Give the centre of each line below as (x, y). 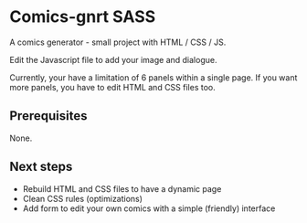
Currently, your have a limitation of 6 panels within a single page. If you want (153, 77)
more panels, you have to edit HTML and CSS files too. (113, 87)
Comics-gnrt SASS (83, 17)
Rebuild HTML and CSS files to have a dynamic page (122, 188)
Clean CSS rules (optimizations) (83, 198)
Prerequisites (48, 116)
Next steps (41, 167)
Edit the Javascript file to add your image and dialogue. (113, 59)
